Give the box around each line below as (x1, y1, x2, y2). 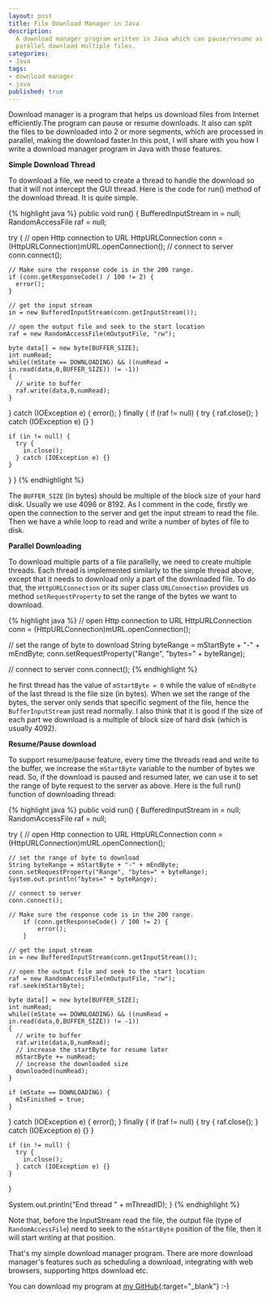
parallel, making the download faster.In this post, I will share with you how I (8, 136, 259, 145)
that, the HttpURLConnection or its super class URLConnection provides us (8, 582, 249, 593)
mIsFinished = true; (15, 1096, 85, 1104)
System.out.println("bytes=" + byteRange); (8, 875, 158, 884)
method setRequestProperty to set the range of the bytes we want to (8, 591, 237, 601)
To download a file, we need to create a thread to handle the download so (8, 175, 255, 185)
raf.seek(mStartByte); (8, 982, 85, 990)
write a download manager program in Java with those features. (8, 144, 223, 154)
